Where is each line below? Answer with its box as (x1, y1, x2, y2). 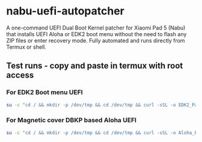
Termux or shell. (6, 43, 46, 51)
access (6, 70, 34, 81)
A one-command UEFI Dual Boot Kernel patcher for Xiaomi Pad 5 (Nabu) (6, 24, 186, 31)
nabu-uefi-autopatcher (6, 4, 125, 18)
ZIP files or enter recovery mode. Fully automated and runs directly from (6, 37, 185, 44)
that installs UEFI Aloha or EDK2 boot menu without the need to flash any (6, 30, 187, 37)
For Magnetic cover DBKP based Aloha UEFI (6, 116, 137, 125)
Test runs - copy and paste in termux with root (6, 61, 183, 71)
